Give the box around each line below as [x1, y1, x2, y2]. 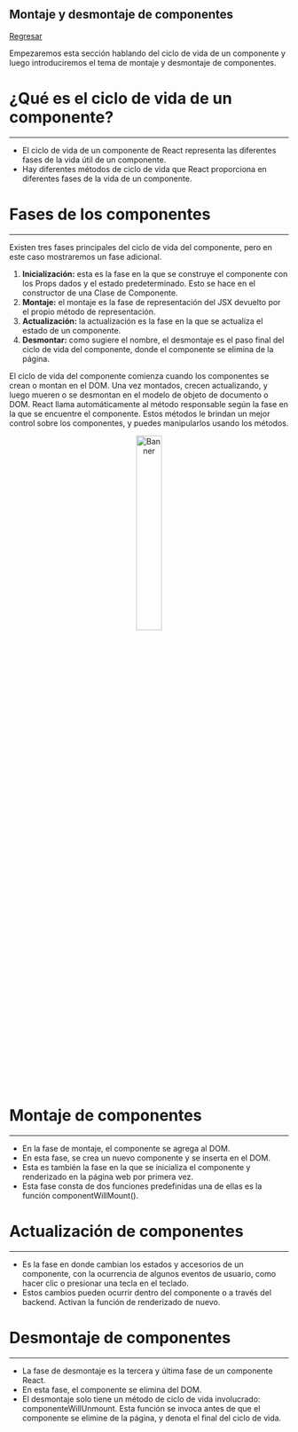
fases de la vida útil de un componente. [21, 154, 167, 165]
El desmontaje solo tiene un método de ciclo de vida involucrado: [21, 1393, 261, 1404]
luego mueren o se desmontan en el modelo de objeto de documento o [9, 389, 269, 400]
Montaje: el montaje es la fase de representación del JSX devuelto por [21, 296, 281, 307]
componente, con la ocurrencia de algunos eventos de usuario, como [21, 1268, 277, 1279]
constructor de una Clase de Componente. [21, 287, 178, 298]
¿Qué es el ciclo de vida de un [9, 89, 232, 108]
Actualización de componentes [9, 1221, 244, 1241]
